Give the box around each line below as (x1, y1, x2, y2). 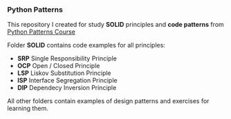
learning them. (7, 105, 48, 113)
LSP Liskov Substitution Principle (17, 69, 112, 77)
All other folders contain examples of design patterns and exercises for (7, 97, 210, 105)
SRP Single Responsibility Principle (17, 54, 118, 63)
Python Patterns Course (7, 28, 76, 36)
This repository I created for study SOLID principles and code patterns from (7, 21, 225, 29)
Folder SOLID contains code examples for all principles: (7, 41, 166, 50)
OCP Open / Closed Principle (17, 62, 100, 70)
